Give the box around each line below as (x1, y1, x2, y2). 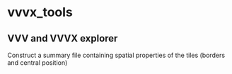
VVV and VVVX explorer (7, 32, 118, 44)
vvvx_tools (7, 4, 73, 20)
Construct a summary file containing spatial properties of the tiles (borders (7, 51, 225, 59)
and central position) (7, 58, 68, 67)
